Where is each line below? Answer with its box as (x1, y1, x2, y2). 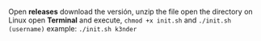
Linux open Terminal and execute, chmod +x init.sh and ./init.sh (8, 15, 232, 25)
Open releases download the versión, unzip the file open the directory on (8, 7, 253, 16)
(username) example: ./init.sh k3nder (8, 24, 137, 33)
